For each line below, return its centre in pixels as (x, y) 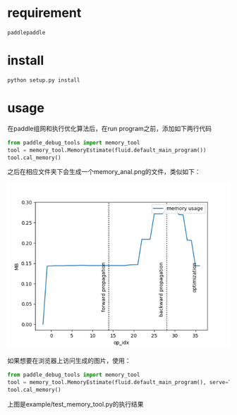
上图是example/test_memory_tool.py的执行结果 (75, 404)
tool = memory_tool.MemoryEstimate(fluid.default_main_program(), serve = (118, 383)
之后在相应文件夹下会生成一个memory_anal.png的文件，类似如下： (104, 172)
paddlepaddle (26, 32)
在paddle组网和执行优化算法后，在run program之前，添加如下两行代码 (110, 128)
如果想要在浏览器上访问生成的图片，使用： (69, 361)
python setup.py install (44, 80)
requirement (44, 13)
